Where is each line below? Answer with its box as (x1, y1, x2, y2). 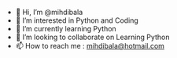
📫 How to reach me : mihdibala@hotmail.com (15, 42, 165, 50)
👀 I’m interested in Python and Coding (15, 16, 139, 25)
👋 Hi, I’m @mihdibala (15, 8, 83, 16)
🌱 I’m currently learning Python (15, 24, 116, 33)
